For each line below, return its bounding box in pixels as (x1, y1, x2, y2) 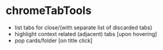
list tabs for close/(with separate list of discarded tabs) (14, 24, 153, 31)
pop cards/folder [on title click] (14, 37, 93, 44)
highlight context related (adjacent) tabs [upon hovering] (14, 30, 158, 37)
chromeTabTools (5, 4, 92, 18)
